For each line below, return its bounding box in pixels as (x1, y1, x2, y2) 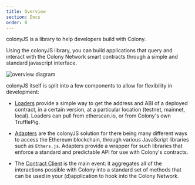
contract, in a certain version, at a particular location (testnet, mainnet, (14, 106, 186, 113)
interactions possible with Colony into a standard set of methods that (14, 166, 182, 173)
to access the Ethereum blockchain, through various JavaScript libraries (14, 136, 189, 143)
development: (6, 89, 39, 96)
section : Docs (6, 14, 41, 20)
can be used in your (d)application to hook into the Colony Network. (14, 173, 179, 180)
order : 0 (6, 19, 28, 25)
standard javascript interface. (6, 59, 78, 66)
